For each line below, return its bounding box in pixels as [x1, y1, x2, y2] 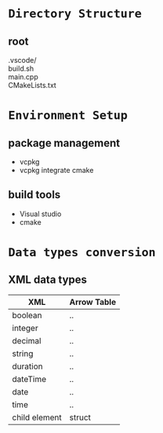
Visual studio [19, 209, 62, 218]
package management [8, 136, 120, 149]
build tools [8, 188, 61, 202]
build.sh [8, 64, 34, 73]
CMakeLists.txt [8, 81, 56, 90]
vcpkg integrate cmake [19, 166, 94, 174]
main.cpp [8, 72, 38, 81]
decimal [12, 335, 42, 346]
